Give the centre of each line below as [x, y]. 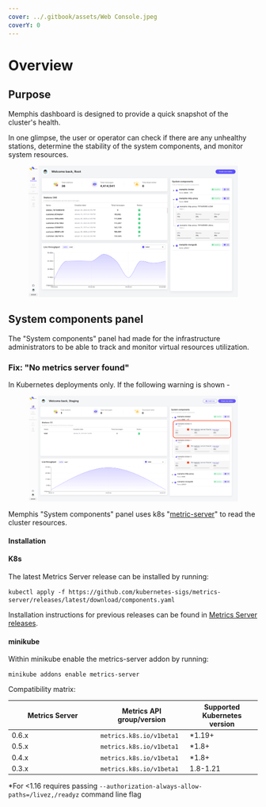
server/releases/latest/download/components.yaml [92, 600]
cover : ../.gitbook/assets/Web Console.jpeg [83, 17]
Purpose [30, 95]
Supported [222, 707]
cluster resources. [38, 523]
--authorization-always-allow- [150, 787]
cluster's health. [34, 122]
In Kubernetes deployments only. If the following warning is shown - [119, 385]
